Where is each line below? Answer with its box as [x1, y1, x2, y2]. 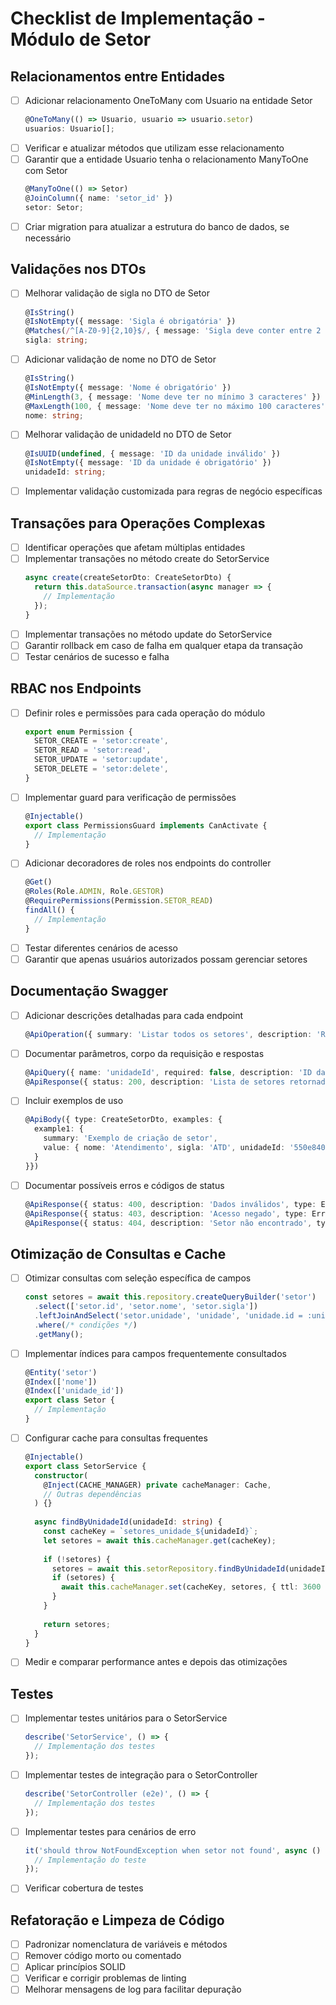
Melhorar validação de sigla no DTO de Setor [24, 287, 210, 299]
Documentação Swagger [10, 983, 169, 1000]
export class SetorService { [24, 1461, 147, 1471]
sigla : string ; [24, 335, 89, 346]
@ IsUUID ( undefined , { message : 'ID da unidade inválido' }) [24, 448, 281, 459]
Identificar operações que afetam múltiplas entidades [24, 542, 246, 553]
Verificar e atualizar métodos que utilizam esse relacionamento [24, 142, 285, 154]
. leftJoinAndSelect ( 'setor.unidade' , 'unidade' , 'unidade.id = [34, 1311, 303, 1321]
